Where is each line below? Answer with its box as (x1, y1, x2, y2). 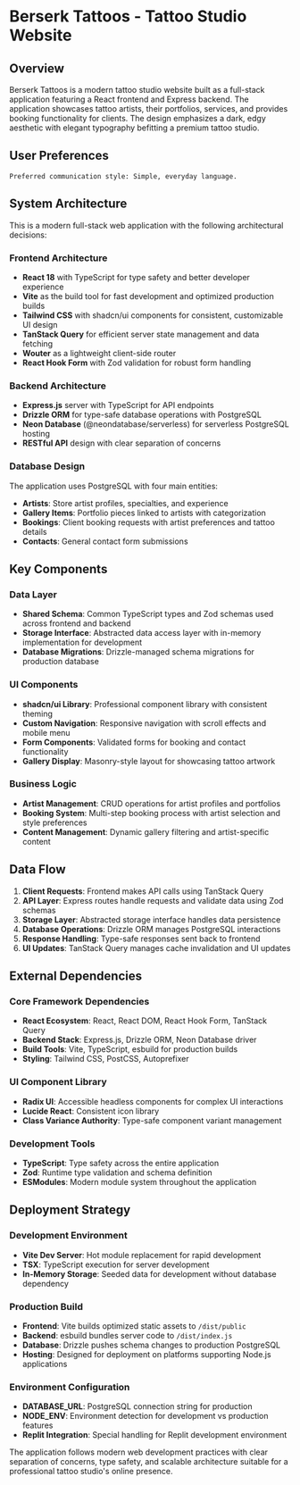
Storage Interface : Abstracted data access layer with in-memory (21, 628, 262, 638)
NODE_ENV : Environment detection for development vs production (21, 1411, 270, 1422)
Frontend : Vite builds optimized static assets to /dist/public (21, 1320, 247, 1331)
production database (21, 656, 100, 667)
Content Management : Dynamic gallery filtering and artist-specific (21, 826, 270, 837)
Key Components (9, 561, 108, 577)
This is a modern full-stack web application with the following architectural (9, 220, 284, 230)
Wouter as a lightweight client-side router (21, 347, 177, 358)
